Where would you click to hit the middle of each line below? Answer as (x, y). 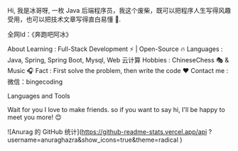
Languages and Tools (39, 96)
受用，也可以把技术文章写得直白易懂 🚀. (64, 19)
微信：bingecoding (35, 82)
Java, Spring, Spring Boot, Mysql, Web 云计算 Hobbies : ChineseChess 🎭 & (118, 60)
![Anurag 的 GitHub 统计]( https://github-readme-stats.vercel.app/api (107, 132)
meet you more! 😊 (34, 117)
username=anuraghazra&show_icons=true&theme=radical (93, 140)
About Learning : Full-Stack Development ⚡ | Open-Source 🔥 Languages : (115, 49)
